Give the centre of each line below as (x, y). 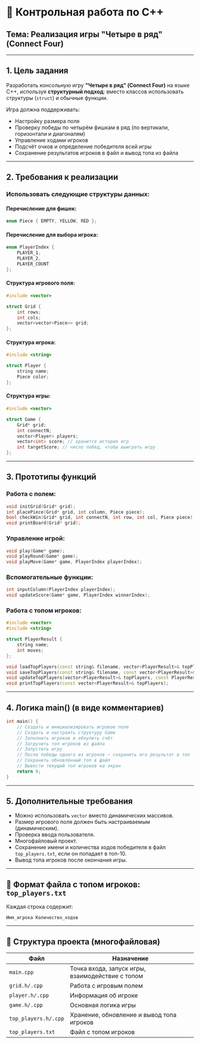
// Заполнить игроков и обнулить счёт (65, 738)
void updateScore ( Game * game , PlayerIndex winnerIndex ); (78, 595)
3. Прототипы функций (51, 477)
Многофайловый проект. (46, 841)
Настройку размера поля (47, 121)
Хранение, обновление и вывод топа (123, 1015)
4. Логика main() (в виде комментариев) (85, 708)
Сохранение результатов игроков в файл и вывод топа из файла (96, 152)
